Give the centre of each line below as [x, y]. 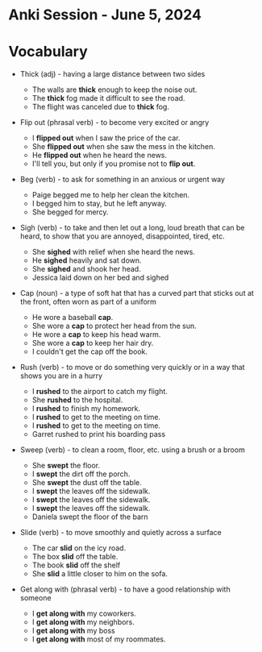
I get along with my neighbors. [83, 622]
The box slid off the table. [75, 557]
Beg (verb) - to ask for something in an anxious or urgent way [123, 180]
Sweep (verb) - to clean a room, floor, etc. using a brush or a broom [133, 450]
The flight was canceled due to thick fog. [100, 107]
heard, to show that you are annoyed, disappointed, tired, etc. [122, 236]
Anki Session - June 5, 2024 [105, 15]
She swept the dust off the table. [87, 483]
